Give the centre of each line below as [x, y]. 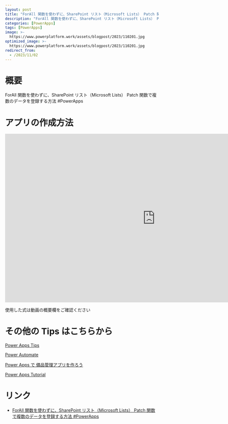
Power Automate [22, 355]
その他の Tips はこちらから [59, 332]
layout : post [18, 10]
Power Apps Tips [22, 345]
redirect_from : [20, 50]
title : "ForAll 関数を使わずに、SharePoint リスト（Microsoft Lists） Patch [80, 14]
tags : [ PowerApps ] [24, 28]
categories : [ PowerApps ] [30, 23]
